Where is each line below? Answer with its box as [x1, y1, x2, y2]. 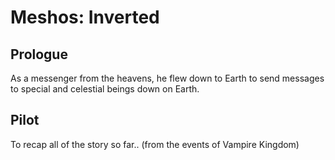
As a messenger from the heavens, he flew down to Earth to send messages [10, 72, 325, 84]
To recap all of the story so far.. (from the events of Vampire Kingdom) [10, 138, 300, 150]
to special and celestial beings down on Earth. [10, 83, 200, 95]
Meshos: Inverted [10, 6, 160, 29]
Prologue [10, 46, 68, 63]
